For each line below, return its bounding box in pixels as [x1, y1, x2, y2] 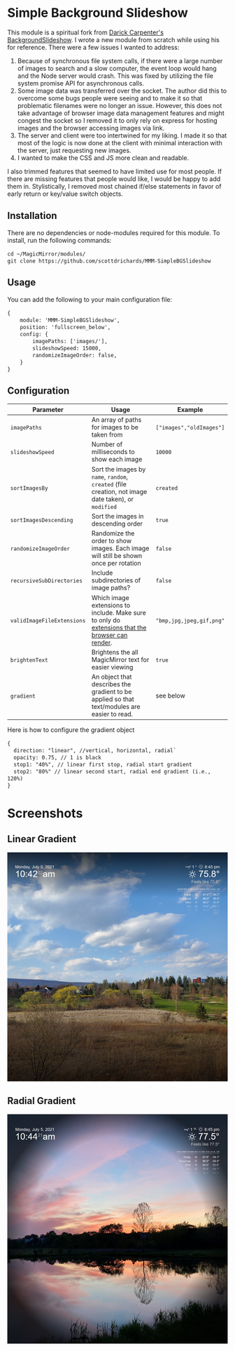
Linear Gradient [7, 833, 77, 845]
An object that [91, 672, 132, 681]
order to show [91, 537, 131, 545]
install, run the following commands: [7, 236, 112, 244]
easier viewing [91, 663, 134, 671]
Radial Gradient [7, 1095, 76, 1107]
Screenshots [7, 805, 83, 821]
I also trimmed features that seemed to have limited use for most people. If [7, 167, 222, 175]
